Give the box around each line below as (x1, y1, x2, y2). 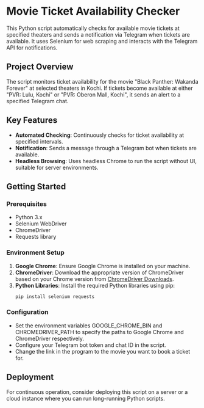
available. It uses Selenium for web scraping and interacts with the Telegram (6, 37, 198, 45)
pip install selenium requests (15, 293, 95, 300)
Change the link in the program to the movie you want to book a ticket (15, 348, 191, 355)
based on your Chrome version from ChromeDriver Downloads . (15, 275, 175, 282)
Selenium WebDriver (15, 220, 67, 227)
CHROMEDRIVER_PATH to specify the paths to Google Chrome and (15, 328, 184, 335)
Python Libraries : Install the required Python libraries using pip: (15, 282, 175, 289)
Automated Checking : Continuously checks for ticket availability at (15, 131, 185, 139)
